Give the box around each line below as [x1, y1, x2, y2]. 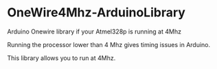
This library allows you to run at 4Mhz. [7, 53, 116, 62]
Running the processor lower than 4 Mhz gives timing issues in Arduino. [7, 40, 211, 49]
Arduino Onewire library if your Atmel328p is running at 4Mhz [7, 27, 182, 36]
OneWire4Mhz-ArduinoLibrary [7, 5, 185, 20]
